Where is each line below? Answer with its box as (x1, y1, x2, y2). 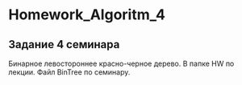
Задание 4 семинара (8, 38, 120, 51)
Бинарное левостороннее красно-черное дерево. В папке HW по (8, 59, 235, 68)
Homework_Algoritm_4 (8, 6, 165, 24)
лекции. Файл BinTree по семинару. (8, 67, 131, 77)
